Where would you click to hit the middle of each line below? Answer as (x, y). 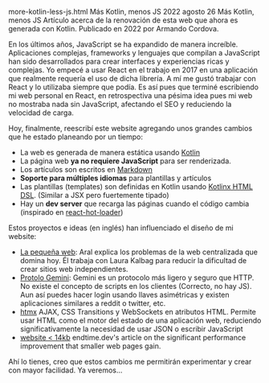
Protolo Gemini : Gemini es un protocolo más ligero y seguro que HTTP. (137, 278)
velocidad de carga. (41, 113)
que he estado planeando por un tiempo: (75, 137)
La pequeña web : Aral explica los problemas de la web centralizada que (139, 252)
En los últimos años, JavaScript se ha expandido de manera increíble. (123, 44)
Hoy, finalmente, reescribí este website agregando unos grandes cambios (130, 128)
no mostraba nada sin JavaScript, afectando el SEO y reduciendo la (120, 104)
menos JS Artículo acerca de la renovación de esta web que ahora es (123, 20)
